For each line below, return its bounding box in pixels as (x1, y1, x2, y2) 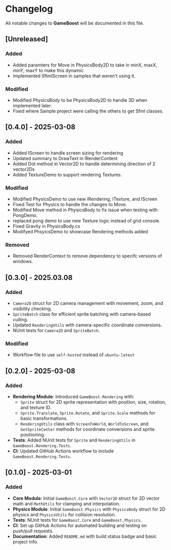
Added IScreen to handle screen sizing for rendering (12, 149, 124, 156)
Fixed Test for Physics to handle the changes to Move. (12, 201, 127, 207)
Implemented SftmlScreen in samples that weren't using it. (12, 73, 136, 79)
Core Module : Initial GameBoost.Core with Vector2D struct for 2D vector (12, 495, 160, 501)
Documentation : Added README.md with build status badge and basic (12, 533, 157, 539)
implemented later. (12, 102, 52, 108)
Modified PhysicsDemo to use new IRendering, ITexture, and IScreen (12, 195, 157, 202)
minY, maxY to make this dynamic (12, 67, 84, 73)
